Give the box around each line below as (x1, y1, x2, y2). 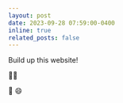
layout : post (8, 11, 52, 20)
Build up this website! (8, 55, 79, 65)
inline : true (8, 26, 52, 34)
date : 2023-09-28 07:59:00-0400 (8, 19, 115, 27)
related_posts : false (8, 33, 80, 42)
